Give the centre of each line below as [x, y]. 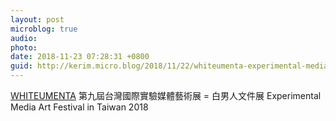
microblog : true [44, 29]
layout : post [37, 19]
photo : [24, 47]
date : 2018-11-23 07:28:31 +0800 [80, 57]
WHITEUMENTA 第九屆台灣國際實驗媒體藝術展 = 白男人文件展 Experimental [166, 95]
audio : [24, 38]
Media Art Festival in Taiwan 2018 [79, 107]
